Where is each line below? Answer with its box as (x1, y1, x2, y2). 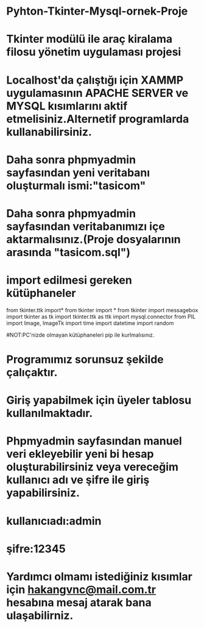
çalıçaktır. (6, 366, 58, 379)
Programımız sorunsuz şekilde (6, 352, 164, 366)
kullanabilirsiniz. (6, 125, 93, 138)
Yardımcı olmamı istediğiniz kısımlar (6, 570, 193, 583)
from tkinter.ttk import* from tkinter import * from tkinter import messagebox (6, 306, 199, 313)
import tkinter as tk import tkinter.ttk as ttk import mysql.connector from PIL (6, 313, 196, 320)
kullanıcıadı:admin (6, 514, 102, 528)
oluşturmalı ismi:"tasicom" (6, 179, 146, 193)
